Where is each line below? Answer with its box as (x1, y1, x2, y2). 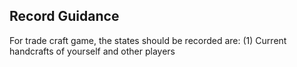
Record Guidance (9, 8, 120, 25)
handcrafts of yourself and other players (9, 45, 176, 57)
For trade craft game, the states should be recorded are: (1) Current (9, 34, 287, 46)
